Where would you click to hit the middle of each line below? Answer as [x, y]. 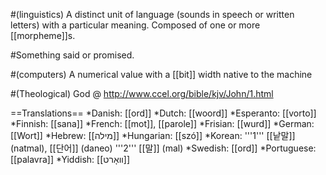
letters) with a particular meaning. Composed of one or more [135, 25]
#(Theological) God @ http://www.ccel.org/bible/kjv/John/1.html [142, 93]
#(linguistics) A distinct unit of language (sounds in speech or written [152, 14]
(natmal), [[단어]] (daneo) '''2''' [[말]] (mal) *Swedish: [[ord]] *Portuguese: [163, 148]
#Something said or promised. [72, 55]
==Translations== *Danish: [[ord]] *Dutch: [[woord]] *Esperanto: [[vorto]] [163, 113]
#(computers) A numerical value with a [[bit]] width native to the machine [161, 74]
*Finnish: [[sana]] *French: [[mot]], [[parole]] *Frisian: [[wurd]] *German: [162, 123]
